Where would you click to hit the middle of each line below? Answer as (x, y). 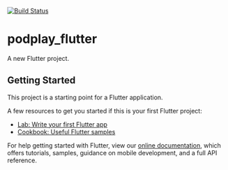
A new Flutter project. (38, 58)
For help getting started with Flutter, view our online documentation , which (114, 145)
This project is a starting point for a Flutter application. (85, 97)
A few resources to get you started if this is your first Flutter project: (105, 111)
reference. (22, 160)
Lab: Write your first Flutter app (62, 124)
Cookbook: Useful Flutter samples (66, 132)
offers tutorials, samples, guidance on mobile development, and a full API (112, 153)
